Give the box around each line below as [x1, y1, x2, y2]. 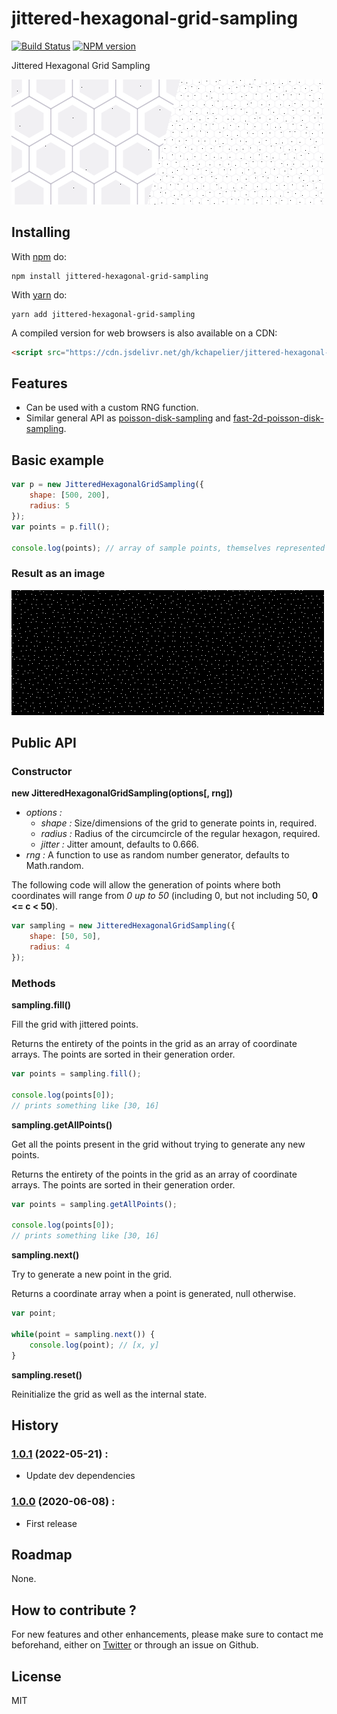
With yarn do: [11, 288, 68, 301]
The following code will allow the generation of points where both [11, 879, 281, 891]
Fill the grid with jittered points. [11, 1018, 139, 1031]
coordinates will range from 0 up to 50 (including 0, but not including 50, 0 [11, 890, 319, 902]
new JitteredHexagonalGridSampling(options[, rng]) [11, 787, 234, 799]
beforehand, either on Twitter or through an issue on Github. [11, 1639, 259, 1651]
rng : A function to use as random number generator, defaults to [25, 849, 290, 861]
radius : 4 [29, 942, 71, 952]
